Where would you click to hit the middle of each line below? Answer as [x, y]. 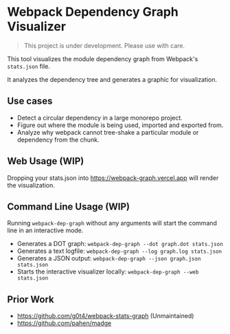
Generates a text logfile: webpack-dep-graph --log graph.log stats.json [119, 251]
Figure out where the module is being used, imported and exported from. [120, 125]
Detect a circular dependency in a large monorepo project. [100, 118]
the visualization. [31, 185]
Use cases [30, 101]
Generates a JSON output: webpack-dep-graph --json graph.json [109, 258]
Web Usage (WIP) [46, 161]
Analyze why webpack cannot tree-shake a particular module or [108, 132]
